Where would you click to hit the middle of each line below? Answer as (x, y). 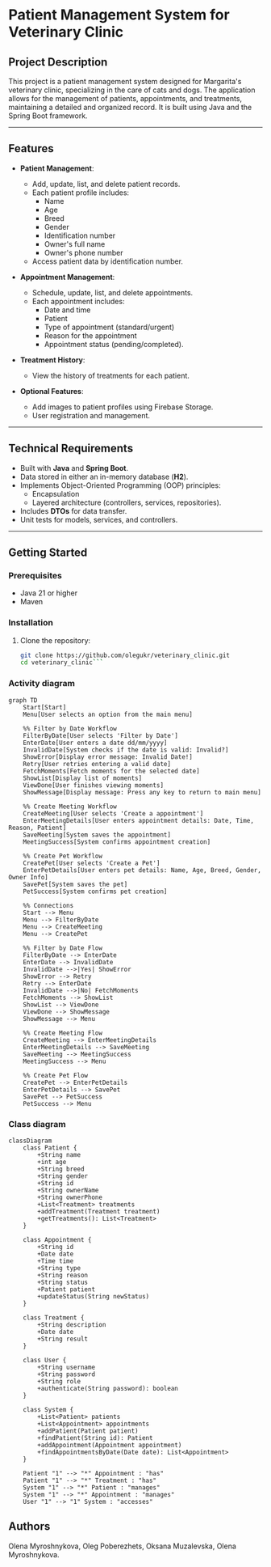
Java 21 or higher (49, 593)
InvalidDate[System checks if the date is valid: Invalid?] (126, 750)
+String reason (63, 1275)
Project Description (58, 62)
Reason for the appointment (90, 335)
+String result (63, 1339)
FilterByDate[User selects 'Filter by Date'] (101, 735)
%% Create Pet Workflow (63, 856)
